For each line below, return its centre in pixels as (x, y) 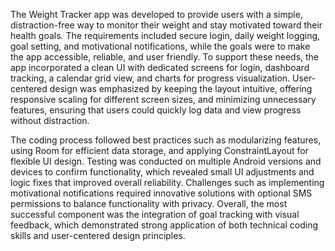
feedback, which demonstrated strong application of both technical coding (164, 225)
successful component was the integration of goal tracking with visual (155, 214)
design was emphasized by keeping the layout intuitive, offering (181, 88)
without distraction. (50, 120)
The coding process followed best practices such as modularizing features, (166, 140)
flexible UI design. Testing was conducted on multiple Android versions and (166, 161)
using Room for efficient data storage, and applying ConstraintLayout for (159, 150)
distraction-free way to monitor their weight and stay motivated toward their (166, 25)
